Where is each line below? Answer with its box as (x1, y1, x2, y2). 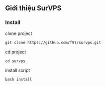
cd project (5, 48, 26, 54)
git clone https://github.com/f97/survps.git (5, 40, 101, 45)
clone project (5, 30, 32, 36)
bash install (5, 77, 32, 82)
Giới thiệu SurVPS (5, 4, 62, 12)
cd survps (5, 58, 26, 63)
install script (5, 67, 30, 73)
